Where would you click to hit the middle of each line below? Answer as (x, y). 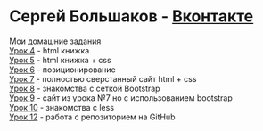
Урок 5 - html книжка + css (60, 60)
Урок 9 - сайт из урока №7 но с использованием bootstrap (121, 98)
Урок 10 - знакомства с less (62, 107)
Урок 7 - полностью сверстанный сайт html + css (103, 78)
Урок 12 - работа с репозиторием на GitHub (92, 117)
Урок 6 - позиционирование (62, 70)
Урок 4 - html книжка (49, 50)
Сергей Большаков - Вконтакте (131, 16)
